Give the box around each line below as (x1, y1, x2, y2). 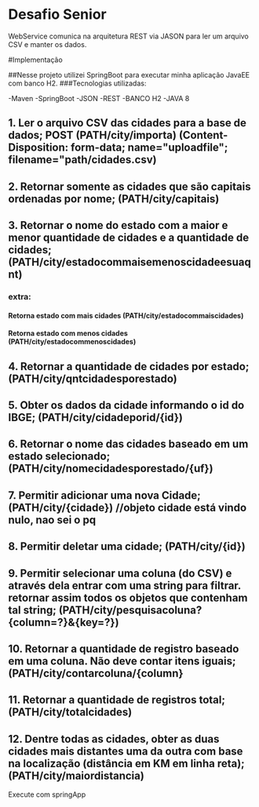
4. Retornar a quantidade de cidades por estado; (8, 359, 250, 373)
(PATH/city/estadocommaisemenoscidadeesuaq (8, 256, 251, 269)
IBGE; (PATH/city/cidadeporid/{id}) (8, 411, 183, 424)
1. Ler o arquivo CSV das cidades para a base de (8, 116, 247, 130)
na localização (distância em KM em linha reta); (8, 757, 245, 770)
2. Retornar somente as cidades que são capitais (8, 180, 251, 193)
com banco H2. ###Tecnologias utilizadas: (8, 78, 147, 88)
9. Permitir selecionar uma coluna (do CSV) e (8, 566, 232, 580)
